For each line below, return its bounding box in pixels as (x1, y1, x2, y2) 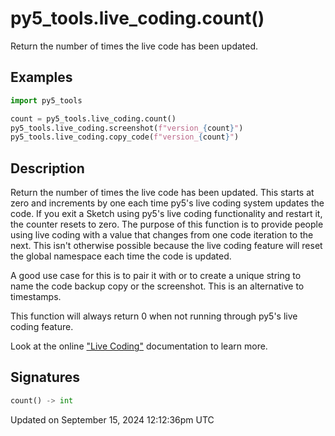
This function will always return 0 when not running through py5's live (10, 310, 298, 322)
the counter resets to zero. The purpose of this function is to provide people (10, 218, 324, 231)
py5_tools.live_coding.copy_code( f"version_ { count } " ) (10, 132, 240, 142)
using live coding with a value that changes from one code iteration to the (10, 229, 314, 241)
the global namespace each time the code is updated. (10, 250, 232, 262)
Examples (10, 69, 73, 86)
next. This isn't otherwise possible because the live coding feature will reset (10, 240, 323, 252)
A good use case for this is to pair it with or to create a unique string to (10, 270, 302, 282)
